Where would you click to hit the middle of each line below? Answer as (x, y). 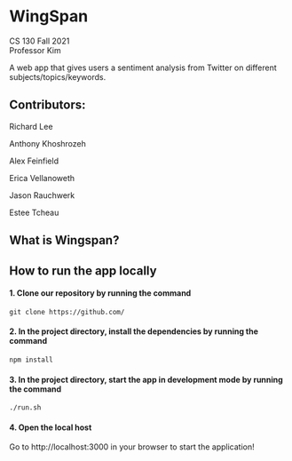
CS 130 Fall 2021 (39, 41)
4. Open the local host (51, 427)
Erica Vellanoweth (42, 178)
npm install (31, 360)
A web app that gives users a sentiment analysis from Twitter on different (143, 68)
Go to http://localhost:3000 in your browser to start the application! (132, 447)
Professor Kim (35, 50)
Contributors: (47, 105)
